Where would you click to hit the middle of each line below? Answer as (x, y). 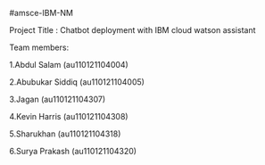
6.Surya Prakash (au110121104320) (73, 151)
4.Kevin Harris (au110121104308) (69, 116)
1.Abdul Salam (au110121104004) (69, 65)
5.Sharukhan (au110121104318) (65, 134)
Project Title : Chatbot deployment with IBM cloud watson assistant (132, 30)
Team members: (39, 47)
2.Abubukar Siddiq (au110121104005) (77, 82)
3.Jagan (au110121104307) (58, 99)
